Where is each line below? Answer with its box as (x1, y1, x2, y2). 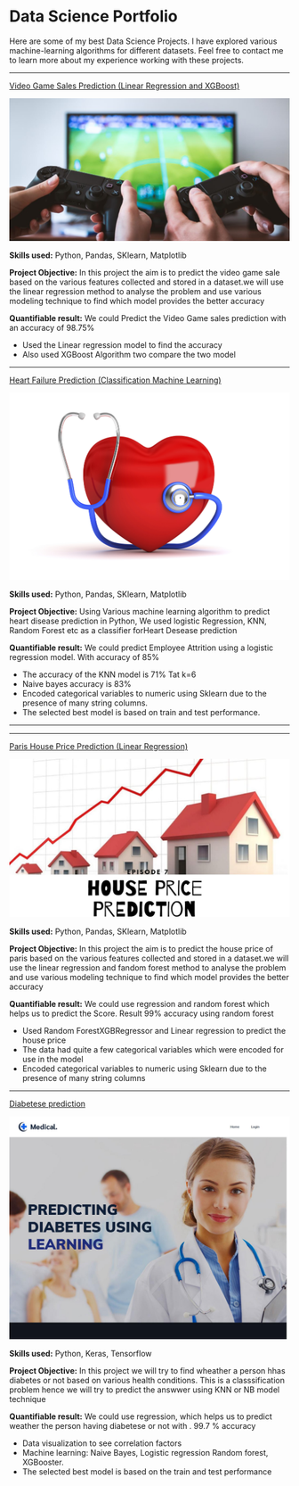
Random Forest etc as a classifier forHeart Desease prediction (9, 625, 238, 636)
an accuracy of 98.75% (9, 323, 95, 334)
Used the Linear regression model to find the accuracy (21, 340, 222, 351)
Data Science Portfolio (9, 6, 178, 27)
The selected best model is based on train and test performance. (21, 707, 261, 718)
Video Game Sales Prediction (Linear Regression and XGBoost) (9, 80, 240, 91)
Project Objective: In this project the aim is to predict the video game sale (9, 268, 280, 278)
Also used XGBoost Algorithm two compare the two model (21, 350, 236, 360)
